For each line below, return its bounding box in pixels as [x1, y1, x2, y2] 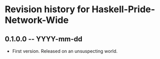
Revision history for [5, 4, 90, 15]
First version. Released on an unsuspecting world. [12, 48, 118, 54]
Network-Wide [5, 14, 69, 26]
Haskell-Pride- [92, 4, 155, 15]
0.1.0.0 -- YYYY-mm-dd [5, 35, 83, 43]
